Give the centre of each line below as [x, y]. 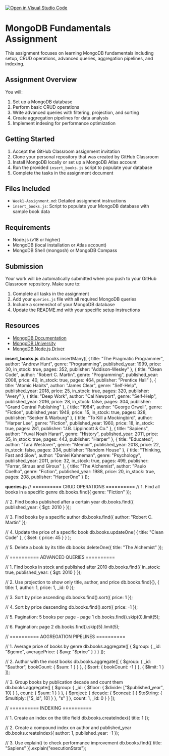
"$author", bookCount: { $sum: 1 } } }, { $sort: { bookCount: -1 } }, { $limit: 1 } [85, 667]
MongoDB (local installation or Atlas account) [60, 245]
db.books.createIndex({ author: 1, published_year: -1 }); [62, 733]
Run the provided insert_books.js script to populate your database [82, 167]
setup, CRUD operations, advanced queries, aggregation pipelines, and [79, 58]
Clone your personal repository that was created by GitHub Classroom [86, 156]
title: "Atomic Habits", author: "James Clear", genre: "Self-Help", [71, 385]
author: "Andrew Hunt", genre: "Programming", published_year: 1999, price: [83, 364]
